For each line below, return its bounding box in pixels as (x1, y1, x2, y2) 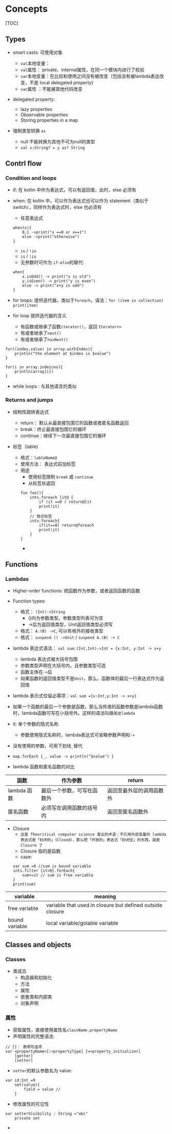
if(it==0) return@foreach (38, 522, 94, 528)
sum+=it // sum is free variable (22, 873, 94, 878)
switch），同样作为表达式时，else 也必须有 (12, 204, 102, 211)
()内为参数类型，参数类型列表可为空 (28, 615, 103, 621)
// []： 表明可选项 (5, 1045, 42, 1050)
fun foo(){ (20, 490, 44, 496)
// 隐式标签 (30, 514, 52, 519)
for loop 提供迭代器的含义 (12, 313, 67, 319)
